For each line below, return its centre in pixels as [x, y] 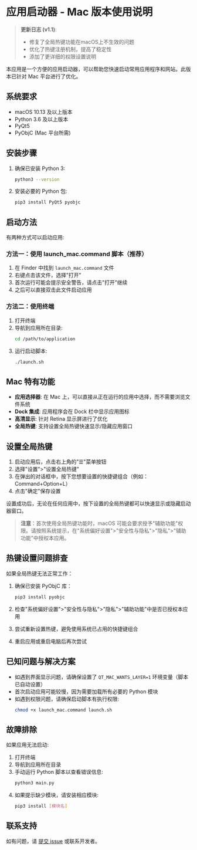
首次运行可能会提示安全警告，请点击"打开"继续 [71, 283]
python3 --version [37, 180]
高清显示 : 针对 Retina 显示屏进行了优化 [61, 419]
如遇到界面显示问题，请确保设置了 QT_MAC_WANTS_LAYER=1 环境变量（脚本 [101, 677]
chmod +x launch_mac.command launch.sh [63, 710]
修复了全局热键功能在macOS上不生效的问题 [82, 42]
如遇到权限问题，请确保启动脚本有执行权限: [67, 699]
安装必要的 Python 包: [41, 191]
